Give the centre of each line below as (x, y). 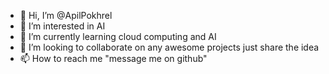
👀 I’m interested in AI (62, 26)
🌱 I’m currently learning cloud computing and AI (118, 36)
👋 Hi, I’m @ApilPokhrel (66, 15)
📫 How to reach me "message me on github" (113, 58)
